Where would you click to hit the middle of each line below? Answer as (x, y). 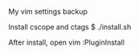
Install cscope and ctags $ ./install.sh (70, 27)
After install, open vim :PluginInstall (66, 42)
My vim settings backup (48, 12)
